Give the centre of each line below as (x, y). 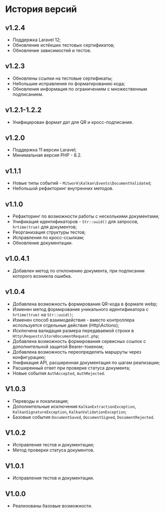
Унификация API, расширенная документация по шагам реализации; (86, 363)
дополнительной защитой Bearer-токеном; (58, 347)
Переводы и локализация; (41, 401)
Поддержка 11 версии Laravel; (44, 150)
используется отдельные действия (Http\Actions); (66, 325)
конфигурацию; (29, 357)
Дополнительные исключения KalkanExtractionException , (74, 406)
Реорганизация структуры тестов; (49, 232)
